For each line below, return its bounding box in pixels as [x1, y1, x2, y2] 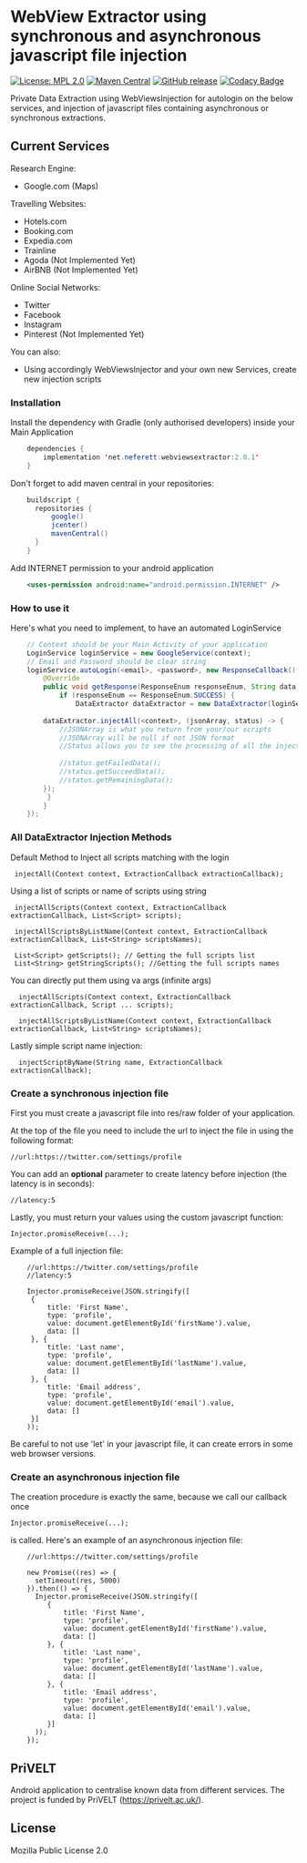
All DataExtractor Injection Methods [10, 831, 172, 844]
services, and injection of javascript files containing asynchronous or [10, 102, 270, 113]
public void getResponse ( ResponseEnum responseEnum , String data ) [43, 682, 301, 691]
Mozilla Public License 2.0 [10, 1845, 108, 1856]
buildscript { [26, 495, 80, 505]
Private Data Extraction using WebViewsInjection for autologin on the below [10, 93, 294, 104]
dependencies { [26, 445, 85, 454]
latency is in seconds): [10, 1178, 95, 1189]
